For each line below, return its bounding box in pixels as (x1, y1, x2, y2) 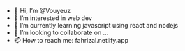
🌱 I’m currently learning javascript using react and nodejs (13, 21, 179, 29)
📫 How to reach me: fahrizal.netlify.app (13, 37, 129, 44)
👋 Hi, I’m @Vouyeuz (13, 7, 71, 14)
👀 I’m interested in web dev (13, 14, 93, 22)
